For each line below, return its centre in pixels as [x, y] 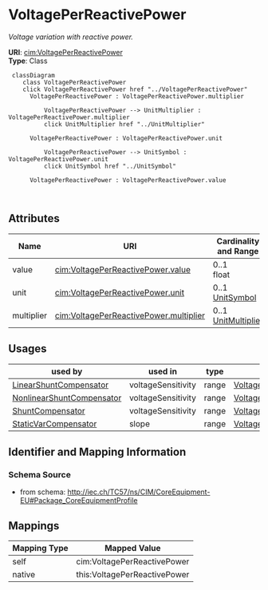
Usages [28, 349]
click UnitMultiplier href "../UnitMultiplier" [124, 124]
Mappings [34, 526]
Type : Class [28, 61]
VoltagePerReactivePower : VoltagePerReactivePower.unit [126, 138]
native [24, 575]
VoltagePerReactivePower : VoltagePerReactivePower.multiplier [137, 96]
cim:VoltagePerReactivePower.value [123, 269]
